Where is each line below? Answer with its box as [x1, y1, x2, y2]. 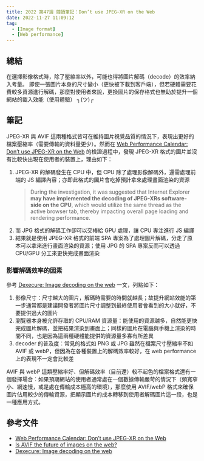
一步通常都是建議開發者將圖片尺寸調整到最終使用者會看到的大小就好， [15, 302, 191, 309]
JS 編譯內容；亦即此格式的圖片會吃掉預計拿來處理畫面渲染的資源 [27, 176, 190, 183]
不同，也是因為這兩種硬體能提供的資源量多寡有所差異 [20, 333, 154, 340]
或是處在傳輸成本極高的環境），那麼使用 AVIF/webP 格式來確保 [38, 383, 194, 390]
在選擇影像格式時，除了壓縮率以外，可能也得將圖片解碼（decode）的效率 [6, 72, 190, 80]
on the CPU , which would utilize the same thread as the [42, 201, 182, 208]
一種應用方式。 [6, 398, 44, 406]
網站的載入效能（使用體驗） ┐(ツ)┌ [6, 96, 94, 103]
